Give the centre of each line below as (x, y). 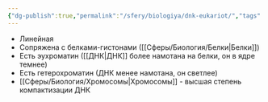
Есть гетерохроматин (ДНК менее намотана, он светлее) (119, 72)
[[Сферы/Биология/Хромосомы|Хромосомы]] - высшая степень (130, 81)
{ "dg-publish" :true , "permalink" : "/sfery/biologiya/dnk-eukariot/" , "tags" (134, 16)
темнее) (33, 64)
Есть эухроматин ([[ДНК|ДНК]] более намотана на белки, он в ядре (137, 55)
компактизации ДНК (54, 90)
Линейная (36, 39)
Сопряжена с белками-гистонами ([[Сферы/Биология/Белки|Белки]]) (139, 47)
